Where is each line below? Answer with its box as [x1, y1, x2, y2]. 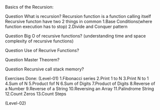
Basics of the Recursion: [5, 4, 54, 10]
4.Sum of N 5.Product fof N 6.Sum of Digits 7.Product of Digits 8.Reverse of [5, 81, 155, 86]
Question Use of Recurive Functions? [5, 48, 79, 53]
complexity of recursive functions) [5, 38, 74, 44]
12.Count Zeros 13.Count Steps [5, 91, 66, 96]
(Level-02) [5, 100, 26, 106]
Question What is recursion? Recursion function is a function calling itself [5, 14, 151, 19]
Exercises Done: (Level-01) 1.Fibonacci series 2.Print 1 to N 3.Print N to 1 [5, 76, 149, 81]
